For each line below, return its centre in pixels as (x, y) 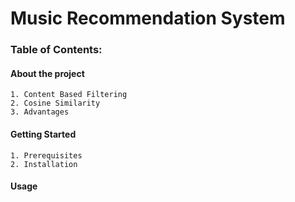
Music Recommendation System (148, 18)
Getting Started (43, 134)
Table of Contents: (56, 50)
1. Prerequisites (46, 155)
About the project (47, 73)
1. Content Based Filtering (69, 95)
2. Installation (44, 164)
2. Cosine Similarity (55, 103)
